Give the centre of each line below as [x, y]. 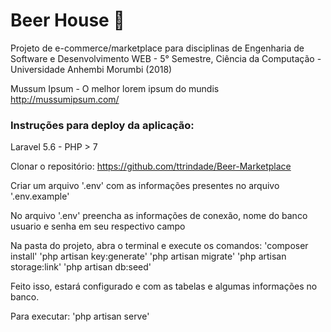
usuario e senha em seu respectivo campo [98, 226]
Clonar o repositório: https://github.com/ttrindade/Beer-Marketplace [151, 166]
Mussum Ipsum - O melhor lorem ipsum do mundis [115, 88]
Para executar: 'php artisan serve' [80, 316]
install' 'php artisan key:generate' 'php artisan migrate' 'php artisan [148, 256]
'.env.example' [40, 196]
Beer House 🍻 [67, 20]
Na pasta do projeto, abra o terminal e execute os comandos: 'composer [159, 246]
